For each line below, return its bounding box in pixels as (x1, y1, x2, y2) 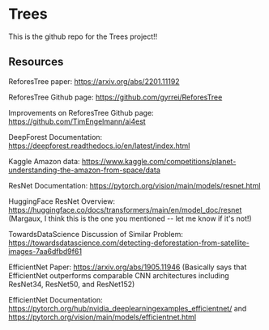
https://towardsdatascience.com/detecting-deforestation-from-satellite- (8, 238, 250, 247)
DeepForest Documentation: (8, 132, 103, 142)
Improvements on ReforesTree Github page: (8, 108, 154, 117)
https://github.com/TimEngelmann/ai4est (8, 116, 146, 126)
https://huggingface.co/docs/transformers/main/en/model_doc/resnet (8, 205, 242, 214)
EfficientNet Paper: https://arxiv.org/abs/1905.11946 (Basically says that (8, 262, 247, 272)
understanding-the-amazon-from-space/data (8, 165, 160, 175)
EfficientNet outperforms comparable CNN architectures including (8, 270, 229, 280)
